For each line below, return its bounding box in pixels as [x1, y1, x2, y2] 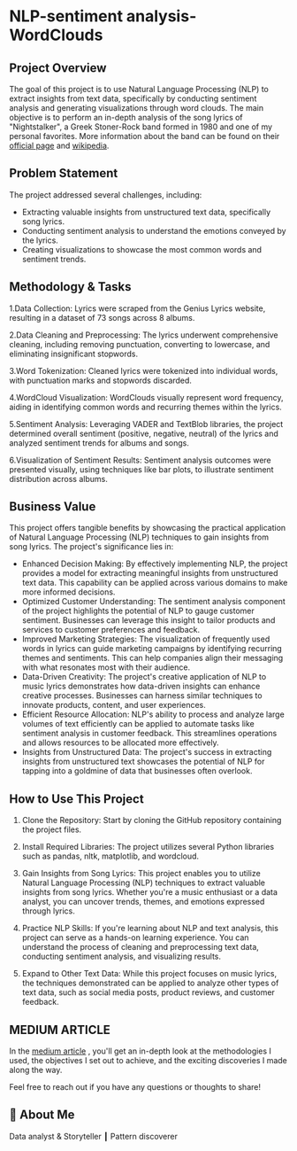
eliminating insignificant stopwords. [9, 348, 139, 359]
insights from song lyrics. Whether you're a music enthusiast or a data [21, 887, 278, 898]
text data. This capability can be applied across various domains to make [21, 578, 288, 588]
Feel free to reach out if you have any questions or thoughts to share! [9, 1082, 261, 1093]
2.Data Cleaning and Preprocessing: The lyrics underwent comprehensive [9, 330, 278, 340]
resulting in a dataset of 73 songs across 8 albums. [9, 312, 195, 323]
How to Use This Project [9, 791, 144, 806]
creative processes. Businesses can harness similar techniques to [21, 690, 263, 701]
